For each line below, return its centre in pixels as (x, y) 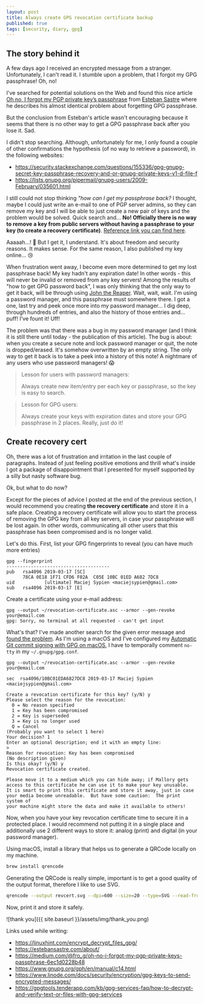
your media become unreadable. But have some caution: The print (93, 795)
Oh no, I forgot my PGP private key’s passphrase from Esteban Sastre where (102, 99)
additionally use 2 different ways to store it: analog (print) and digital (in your (102, 830)
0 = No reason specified (43, 705)
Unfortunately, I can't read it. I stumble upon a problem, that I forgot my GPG (102, 75)
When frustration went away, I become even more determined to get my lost (102, 267)
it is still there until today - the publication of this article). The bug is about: (99, 337)
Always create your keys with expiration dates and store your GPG (104, 417)
